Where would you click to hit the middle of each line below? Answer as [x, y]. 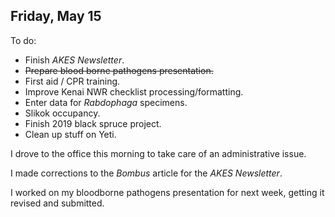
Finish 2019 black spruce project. [93, 123]
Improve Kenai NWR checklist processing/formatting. [134, 91]
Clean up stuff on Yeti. [70, 134]
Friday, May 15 [56, 16]
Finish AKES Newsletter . [74, 60]
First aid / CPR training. [72, 81]
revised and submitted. [57, 203]
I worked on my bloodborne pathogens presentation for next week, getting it [167, 192]
